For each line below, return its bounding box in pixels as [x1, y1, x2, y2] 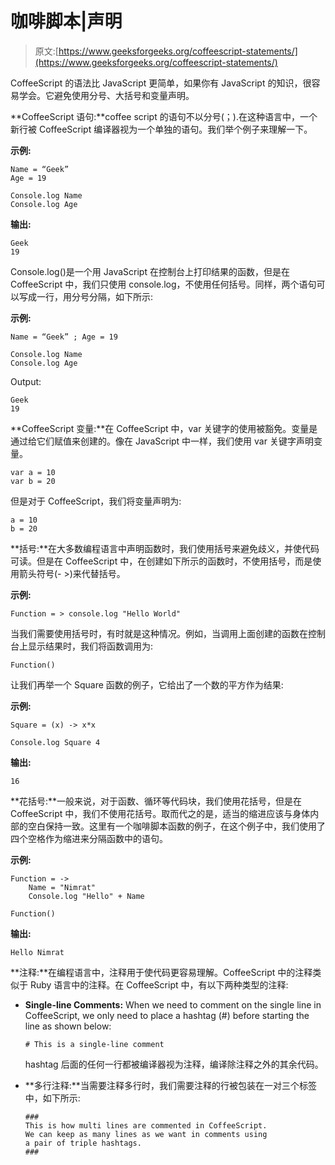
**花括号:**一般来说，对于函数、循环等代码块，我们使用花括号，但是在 [10, 795, 303, 807]
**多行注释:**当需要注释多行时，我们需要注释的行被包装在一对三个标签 [24, 1079, 317, 1091]
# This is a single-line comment [24, 1039, 165, 1049]
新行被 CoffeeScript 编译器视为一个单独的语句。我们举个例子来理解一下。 [10, 123, 313, 135]
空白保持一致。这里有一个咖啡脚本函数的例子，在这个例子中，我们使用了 [27, 820, 326, 832]
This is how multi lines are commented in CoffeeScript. [24, 1120, 268, 1131]
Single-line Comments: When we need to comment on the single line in [24, 998, 322, 1011]
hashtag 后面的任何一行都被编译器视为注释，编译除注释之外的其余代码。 [24, 1058, 324, 1070]
